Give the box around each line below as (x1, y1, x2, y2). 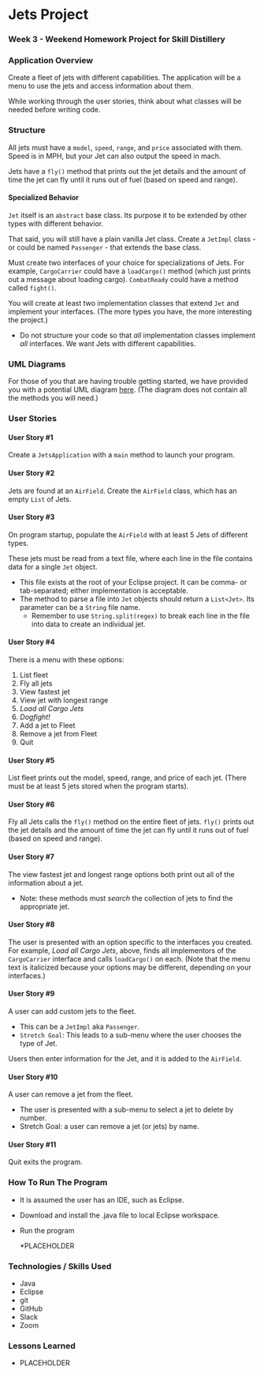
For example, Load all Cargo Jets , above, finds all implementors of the (8, 946, 236, 955)
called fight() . (8, 283, 57, 292)
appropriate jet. (19, 902, 70, 911)
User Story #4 (8, 638, 55, 647)
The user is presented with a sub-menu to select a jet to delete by (19, 1105, 234, 1115)
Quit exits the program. (8, 1158, 83, 1167)
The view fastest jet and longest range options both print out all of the (8, 869, 235, 879)
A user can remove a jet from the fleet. (8, 1090, 134, 1099)
